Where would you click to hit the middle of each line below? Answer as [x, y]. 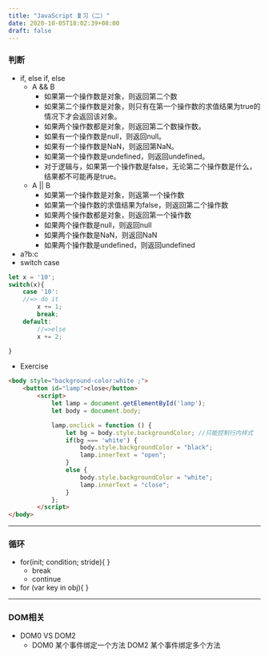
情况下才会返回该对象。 [82, 116]
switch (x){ [26, 284]
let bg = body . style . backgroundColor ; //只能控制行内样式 [159, 433]
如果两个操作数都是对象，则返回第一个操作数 [118, 215]
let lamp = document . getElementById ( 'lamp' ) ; [128, 404]
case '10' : [41, 292]
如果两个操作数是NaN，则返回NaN [100, 235]
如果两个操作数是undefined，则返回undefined [120, 244]
